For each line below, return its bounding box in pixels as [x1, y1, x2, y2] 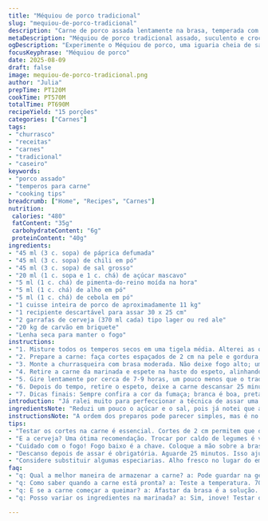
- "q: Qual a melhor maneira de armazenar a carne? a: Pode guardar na [8, 472, 251, 480]
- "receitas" [8, 137, 52, 146]
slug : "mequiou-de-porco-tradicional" [8, 19, 137, 27]
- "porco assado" [8, 175, 66, 184]
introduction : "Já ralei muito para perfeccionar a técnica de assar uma [8, 397, 259, 405]
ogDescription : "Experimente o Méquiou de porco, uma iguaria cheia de [8, 41, 251, 49]
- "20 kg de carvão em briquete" [8, 323, 120, 331]
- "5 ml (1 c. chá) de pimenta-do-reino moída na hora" [8, 278, 198, 287]
